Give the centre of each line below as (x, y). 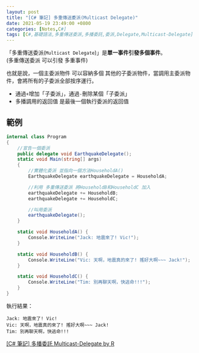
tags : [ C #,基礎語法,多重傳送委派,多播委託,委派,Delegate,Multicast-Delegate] (100, 35)
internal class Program (37, 137)
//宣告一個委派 (34, 148)
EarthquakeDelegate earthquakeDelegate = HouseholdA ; (98, 177)
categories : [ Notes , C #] (37, 29)
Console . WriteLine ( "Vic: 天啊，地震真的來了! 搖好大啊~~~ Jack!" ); (109, 260)
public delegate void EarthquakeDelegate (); (75, 154)
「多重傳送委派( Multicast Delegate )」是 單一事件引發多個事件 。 (86, 53)
